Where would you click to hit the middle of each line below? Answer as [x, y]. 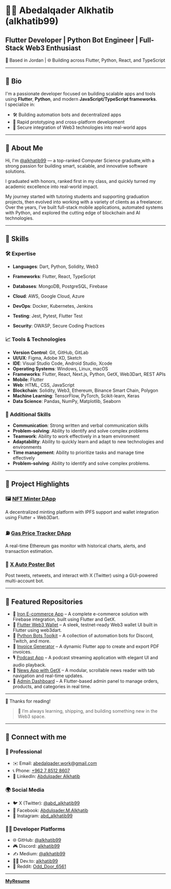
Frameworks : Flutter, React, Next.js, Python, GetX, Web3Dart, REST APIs [89, 374]
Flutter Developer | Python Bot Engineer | [72, 40]
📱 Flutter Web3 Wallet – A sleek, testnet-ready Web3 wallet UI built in [85, 625]
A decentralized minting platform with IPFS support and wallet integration [82, 512]
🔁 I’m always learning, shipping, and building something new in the [88, 711]
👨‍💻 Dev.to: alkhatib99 [35, 861]
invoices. [22, 652]
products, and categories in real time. [52, 686]
